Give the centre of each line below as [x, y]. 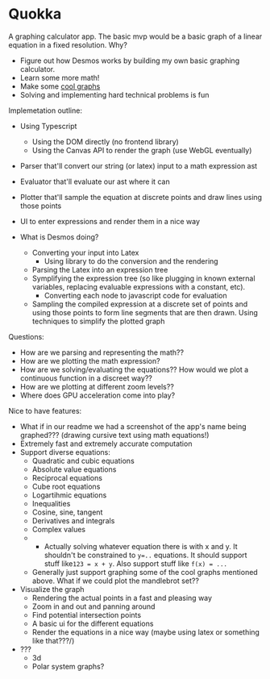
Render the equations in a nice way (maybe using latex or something [146, 632]
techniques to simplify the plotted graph [98, 321]
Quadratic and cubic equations [83, 460]
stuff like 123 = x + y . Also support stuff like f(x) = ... [136, 563]
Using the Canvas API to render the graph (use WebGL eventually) [142, 150]
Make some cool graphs [60, 86]
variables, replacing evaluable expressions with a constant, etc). [139, 286]
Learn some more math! [60, 77]
